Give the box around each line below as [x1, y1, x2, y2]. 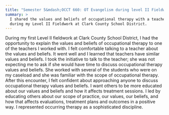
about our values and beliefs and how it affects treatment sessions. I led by [5, 88, 161, 94]
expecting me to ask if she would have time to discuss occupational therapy [5, 61, 162, 67]
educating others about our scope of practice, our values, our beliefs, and [5, 93, 158, 99]
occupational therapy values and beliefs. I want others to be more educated [5, 83, 162, 89]
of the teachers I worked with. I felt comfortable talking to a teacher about [5, 45, 158, 51]
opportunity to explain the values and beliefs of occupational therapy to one [5, 40, 162, 46]
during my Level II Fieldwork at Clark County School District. [10, 21, 147, 26]
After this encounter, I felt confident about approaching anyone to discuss [5, 77, 158, 83]
